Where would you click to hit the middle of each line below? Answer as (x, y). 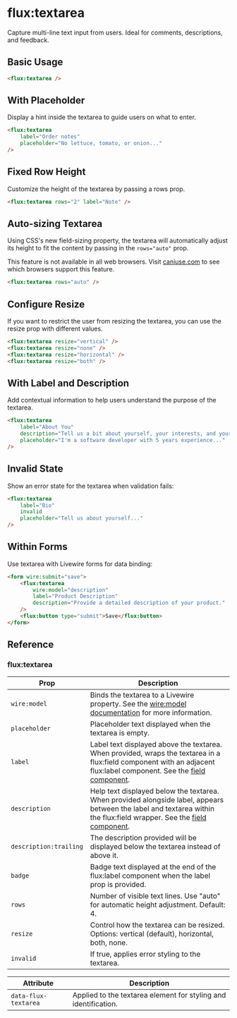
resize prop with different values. (55, 329)
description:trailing (47, 846)
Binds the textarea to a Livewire (142, 694)
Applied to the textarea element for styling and (149, 995)
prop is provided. (118, 884)
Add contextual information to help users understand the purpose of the (112, 400)
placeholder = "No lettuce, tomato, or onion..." (91, 143)
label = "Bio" (37, 505)
